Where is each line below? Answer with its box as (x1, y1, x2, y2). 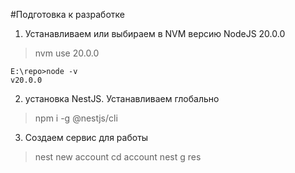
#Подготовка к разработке (10, 9, 125, 20)
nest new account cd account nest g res (34, 151, 202, 163)
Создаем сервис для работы (24, 132, 149, 143)
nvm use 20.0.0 (34, 47, 100, 59)
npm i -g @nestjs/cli (34, 112, 118, 124)
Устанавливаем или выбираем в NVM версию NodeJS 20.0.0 (24, 28, 286, 39)
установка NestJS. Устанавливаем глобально (24, 93, 220, 104)
